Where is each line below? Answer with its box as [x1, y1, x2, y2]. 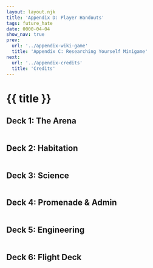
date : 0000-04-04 [6, 26, 50, 32]
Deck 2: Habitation [6, 143, 78, 153]
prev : [6, 37, 20, 43]
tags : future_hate [6, 20, 53, 26]
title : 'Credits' [12, 65, 56, 72]
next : [6, 54, 20, 60]
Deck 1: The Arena [6, 115, 77, 126]
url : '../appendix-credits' [12, 60, 83, 66]
